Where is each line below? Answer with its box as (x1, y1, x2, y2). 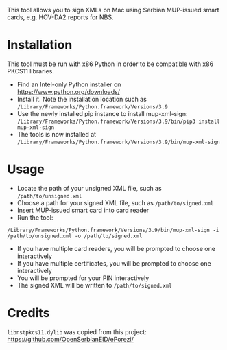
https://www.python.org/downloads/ (16, 87, 120, 95)
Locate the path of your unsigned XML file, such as (16, 184, 163, 192)
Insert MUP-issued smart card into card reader (16, 206, 150, 214)
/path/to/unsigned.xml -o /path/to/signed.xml (7, 233, 143, 240)
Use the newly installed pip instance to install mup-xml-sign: (16, 109, 188, 117)
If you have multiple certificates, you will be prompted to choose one (16, 259, 211, 267)
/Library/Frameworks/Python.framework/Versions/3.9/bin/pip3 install (16, 118, 221, 125)
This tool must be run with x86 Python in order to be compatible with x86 (7, 60, 214, 68)
